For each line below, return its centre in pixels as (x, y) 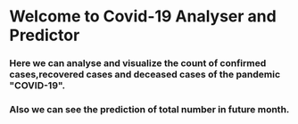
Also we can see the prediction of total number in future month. (149, 110)
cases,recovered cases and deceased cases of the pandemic (145, 75)
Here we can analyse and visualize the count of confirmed (138, 63)
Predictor (45, 35)
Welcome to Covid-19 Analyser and (143, 17)
